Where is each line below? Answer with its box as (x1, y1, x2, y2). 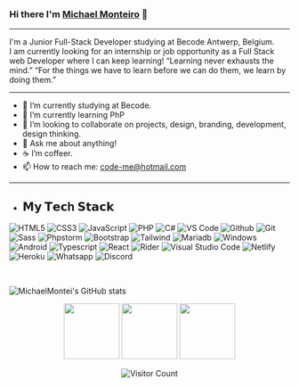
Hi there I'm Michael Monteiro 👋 (9, 8, 149, 21)
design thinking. (21, 128, 82, 139)
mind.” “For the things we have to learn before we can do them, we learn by (9, 65, 287, 76)
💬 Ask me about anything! (21, 138, 117, 149)
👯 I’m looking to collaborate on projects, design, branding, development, (21, 119, 287, 130)
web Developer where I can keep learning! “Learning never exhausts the (9, 55, 274, 66)
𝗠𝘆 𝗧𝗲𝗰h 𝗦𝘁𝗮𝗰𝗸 (21, 199, 115, 214)
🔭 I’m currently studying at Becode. (21, 100, 152, 111)
